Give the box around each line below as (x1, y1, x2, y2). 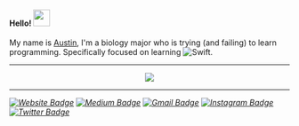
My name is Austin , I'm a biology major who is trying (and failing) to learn (9, 37, 278, 48)
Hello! (9, 18, 32, 28)
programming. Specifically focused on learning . (9, 47, 214, 58)
